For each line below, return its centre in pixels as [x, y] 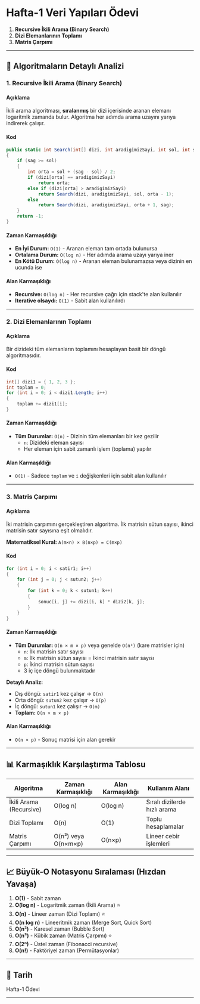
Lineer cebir [163, 836]
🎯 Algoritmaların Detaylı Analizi [65, 66]
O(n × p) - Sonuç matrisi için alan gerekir [65, 739]
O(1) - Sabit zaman [38, 898]
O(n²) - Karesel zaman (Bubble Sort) [60, 929]
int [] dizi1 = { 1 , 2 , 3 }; [41, 382]
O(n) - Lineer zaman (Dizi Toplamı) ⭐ [60, 914]
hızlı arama [161, 809]
